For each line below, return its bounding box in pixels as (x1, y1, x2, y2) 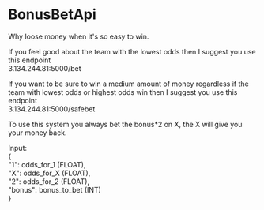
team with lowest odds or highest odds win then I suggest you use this (8, 87, 238, 96)
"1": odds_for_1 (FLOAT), (8, 159, 86, 169)
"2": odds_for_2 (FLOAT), (8, 176, 89, 186)
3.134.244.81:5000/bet (8, 63, 81, 73)
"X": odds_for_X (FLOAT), (8, 168, 91, 178)
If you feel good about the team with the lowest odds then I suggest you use (8, 47, 256, 56)
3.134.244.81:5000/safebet (8, 104, 96, 114)
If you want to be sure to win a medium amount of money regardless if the (8, 79, 249, 88)
